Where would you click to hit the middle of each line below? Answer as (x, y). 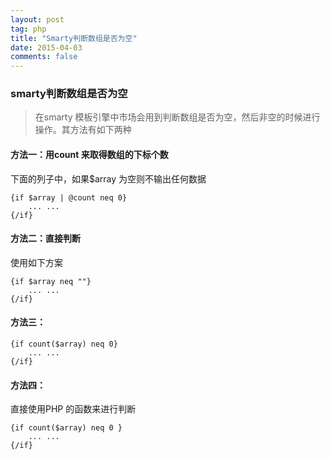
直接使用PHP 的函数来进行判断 (73, 409)
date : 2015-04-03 (46, 47)
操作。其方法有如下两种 (83, 130)
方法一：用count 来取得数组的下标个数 (89, 155)
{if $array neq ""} (51, 281)
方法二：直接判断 (45, 238)
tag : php (28, 29)
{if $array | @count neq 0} (69, 197)
